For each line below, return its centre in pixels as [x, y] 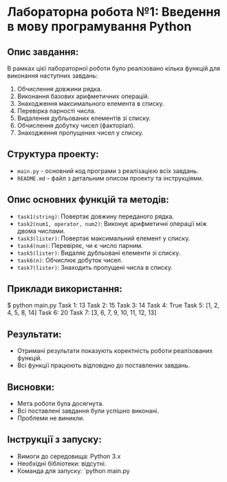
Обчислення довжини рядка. [60, 89]
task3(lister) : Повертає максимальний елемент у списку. [104, 238]
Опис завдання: [43, 52]
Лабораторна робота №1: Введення [114, 12]
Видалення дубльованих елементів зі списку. [84, 118]
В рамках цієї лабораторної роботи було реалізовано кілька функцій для [113, 68]
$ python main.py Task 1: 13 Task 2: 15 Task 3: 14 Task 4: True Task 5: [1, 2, [113, 306]
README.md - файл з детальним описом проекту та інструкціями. [110, 178]
